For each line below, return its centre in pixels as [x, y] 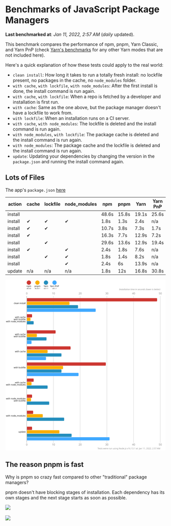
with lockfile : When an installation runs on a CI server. [71, 118]
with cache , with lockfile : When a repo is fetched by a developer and [87, 96]
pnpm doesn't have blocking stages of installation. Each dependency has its [85, 492]
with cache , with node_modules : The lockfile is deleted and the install [84, 123]
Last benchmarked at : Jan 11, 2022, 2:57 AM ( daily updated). [70, 34]
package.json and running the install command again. [68, 161]
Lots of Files [25, 178]
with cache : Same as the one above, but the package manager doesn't [87, 107]
